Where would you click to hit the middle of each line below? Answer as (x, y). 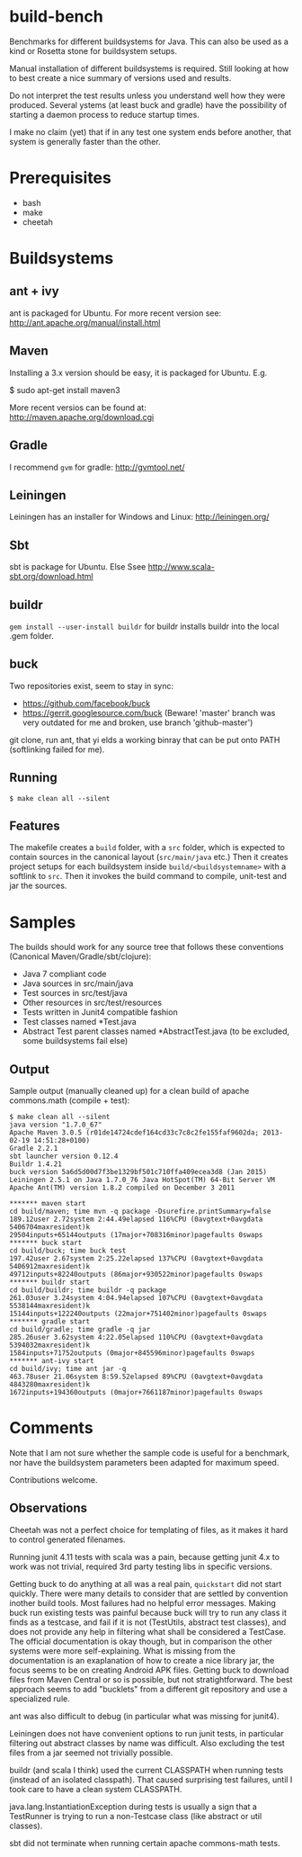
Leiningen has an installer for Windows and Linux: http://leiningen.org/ (139, 517)
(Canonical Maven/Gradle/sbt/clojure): (80, 956)
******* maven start (48, 1204)
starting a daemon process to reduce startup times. (104, 114)
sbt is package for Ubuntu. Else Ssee (78, 567)
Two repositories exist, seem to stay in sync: (91, 686)
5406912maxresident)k (50, 1267)
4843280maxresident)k (50, 1385)
